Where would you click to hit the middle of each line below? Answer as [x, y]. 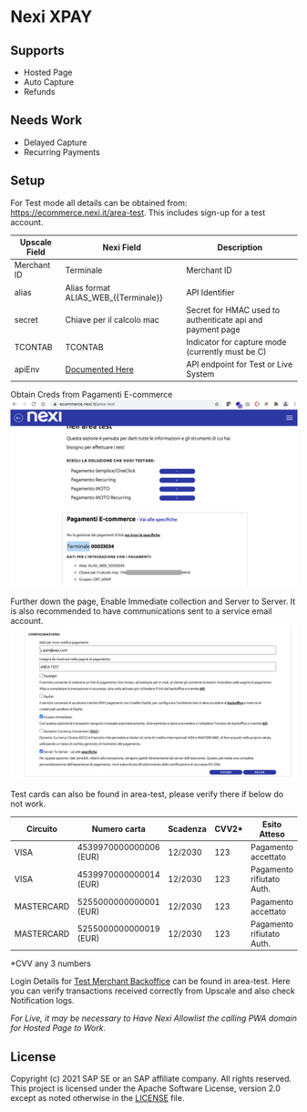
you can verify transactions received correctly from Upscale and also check [153, 991]
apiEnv [27, 369]
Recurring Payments [62, 151]
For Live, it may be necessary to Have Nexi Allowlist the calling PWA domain [153, 1018]
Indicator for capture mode [236, 342]
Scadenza [188, 829]
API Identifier [210, 293]
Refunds [39, 92]
